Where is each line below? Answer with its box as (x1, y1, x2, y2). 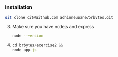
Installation (5, 4, 33, 11)
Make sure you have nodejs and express (12, 24, 94, 30)
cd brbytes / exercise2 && (12, 43, 63, 48)
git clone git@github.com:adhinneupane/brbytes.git (5, 15, 113, 20)
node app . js (12, 47, 37, 52)
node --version (12, 33, 44, 38)
